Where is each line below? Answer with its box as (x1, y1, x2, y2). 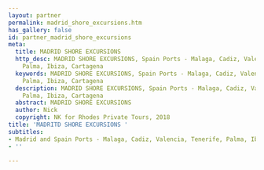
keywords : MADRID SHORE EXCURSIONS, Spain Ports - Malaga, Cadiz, (15, 70, 237, 78)
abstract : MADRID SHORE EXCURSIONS (15, 99, 132, 107)
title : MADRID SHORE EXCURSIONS (15, 48, 122, 56)
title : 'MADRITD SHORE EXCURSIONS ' (8, 121, 128, 128)
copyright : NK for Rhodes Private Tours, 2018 (15, 114, 170, 121)
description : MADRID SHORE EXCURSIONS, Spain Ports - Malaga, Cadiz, (15, 84, 247, 92)
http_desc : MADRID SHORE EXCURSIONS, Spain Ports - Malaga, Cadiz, (15, 56, 241, 63)
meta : (8, 41, 26, 49)
